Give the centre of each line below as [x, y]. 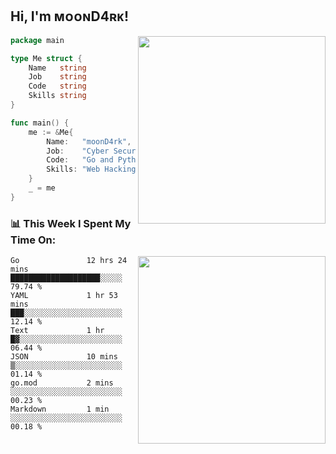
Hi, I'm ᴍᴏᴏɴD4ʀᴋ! [70, 16]
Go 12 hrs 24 [69, 261]
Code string [57, 86]
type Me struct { [46, 58]
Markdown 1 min [60, 409]
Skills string [57, 96]
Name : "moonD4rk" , [89, 141]
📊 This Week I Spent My [71, 223]
